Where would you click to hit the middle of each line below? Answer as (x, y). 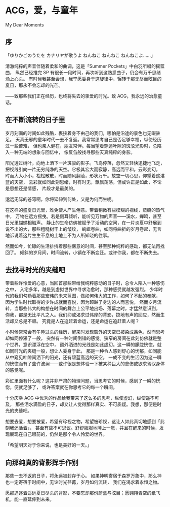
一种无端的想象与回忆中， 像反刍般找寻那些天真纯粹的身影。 (72, 152)
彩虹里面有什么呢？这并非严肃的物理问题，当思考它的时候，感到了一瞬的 (80, 381)
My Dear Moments (25, 25)
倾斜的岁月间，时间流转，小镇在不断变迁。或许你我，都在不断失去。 (91, 252)
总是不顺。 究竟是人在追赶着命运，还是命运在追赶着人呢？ (79, 321)
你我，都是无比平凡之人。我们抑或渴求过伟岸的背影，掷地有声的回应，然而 (83, 315)
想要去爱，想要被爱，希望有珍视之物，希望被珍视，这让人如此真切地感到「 (83, 422)
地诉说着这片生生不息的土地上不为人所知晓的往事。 (58, 235)
